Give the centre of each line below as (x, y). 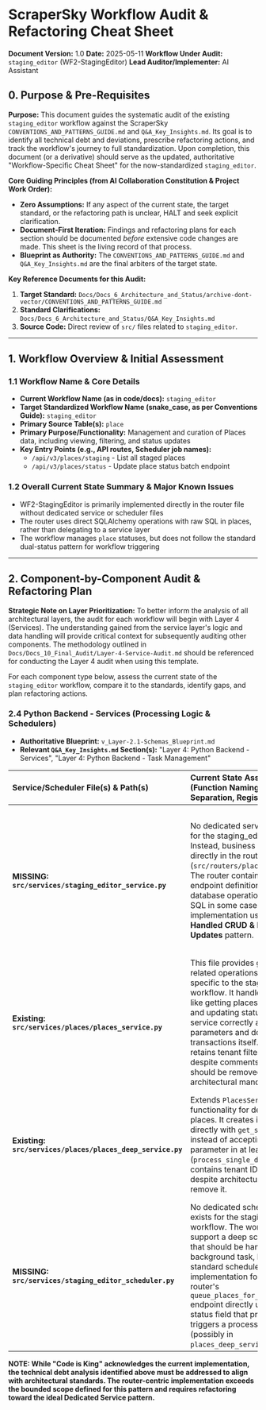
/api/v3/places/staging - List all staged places (108, 458)
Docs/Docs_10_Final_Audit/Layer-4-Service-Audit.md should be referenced (131, 652)
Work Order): (30, 189)
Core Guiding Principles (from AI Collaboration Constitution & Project (124, 180)
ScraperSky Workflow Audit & (108, 15)
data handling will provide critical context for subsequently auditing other (127, 635)
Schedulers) (32, 724)
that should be (217, 1246)
